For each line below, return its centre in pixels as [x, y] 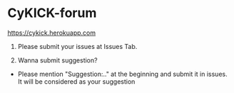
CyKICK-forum [52, 13]
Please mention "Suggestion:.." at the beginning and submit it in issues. [122, 74]
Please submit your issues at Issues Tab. [77, 46]
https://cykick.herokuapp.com [52, 33]
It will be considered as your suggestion [76, 81]
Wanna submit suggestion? [57, 60]
